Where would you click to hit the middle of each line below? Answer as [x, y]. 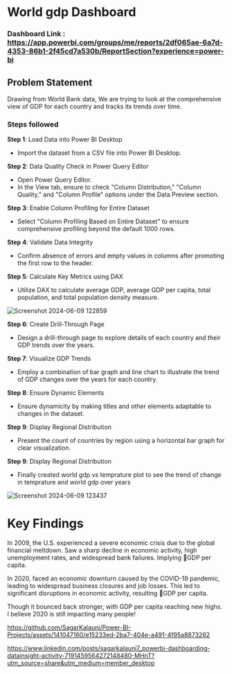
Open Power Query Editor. [54, 180]
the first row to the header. [55, 263]
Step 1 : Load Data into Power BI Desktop [65, 140]
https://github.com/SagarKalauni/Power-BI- [69, 627]
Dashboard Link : [36, 34]
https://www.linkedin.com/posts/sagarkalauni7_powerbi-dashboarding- [109, 648]
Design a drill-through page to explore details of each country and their [119, 338]
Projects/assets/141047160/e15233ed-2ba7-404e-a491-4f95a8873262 [109, 635]
